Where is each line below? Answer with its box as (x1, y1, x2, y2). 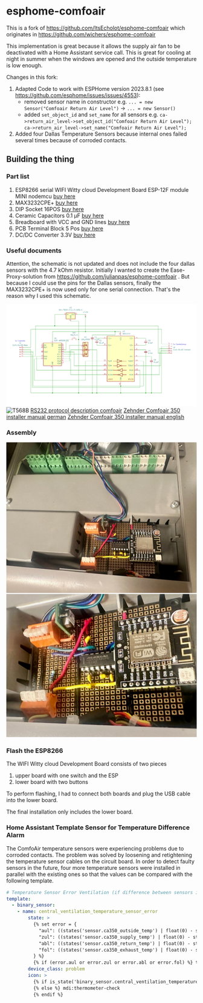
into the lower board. (6, 797, 59, 804)
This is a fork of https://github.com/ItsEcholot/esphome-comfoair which (6, 24, 185, 31)
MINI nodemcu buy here (14, 192, 76, 200)
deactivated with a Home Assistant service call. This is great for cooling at (6, 48, 191, 56)
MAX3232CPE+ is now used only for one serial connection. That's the (6, 286, 181, 293)
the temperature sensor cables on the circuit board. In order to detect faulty (6, 858, 195, 865)
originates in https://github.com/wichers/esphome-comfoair (6, 30, 156, 38)
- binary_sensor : (11, 902, 56, 909)
